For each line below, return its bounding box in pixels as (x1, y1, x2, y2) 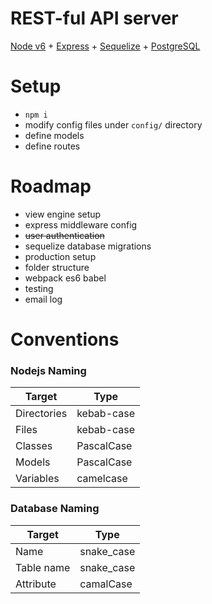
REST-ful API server (10, 7, 179, 30)
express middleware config (24, 218, 138, 231)
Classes (15, 439, 53, 453)
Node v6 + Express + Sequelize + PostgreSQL (10, 40, 201, 52)
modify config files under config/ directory (24, 118, 203, 131)
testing (24, 282, 54, 294)
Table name (15, 560, 71, 574)
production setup (24, 250, 97, 262)
